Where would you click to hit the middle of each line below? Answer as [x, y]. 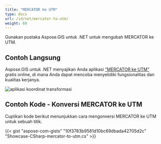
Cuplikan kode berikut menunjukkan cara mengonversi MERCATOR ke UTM [81, 116]
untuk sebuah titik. [24, 121]
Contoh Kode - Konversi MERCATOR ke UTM [74, 105]
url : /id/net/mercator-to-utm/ [37, 19]
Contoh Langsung [33, 57]
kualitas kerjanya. [23, 80]
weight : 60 [16, 23]
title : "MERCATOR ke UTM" [31, 10]
